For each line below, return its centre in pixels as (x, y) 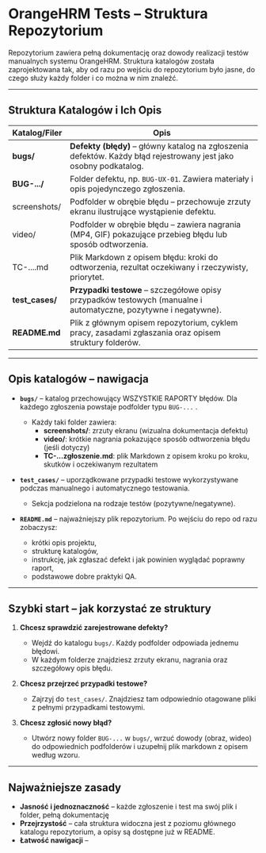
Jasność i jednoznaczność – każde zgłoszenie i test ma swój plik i (128, 807)
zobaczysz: (38, 527)
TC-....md (30, 267)
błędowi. (46, 651)
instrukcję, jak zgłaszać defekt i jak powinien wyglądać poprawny (138, 559)
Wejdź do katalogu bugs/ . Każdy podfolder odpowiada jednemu (135, 643)
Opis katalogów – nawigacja (78, 379)
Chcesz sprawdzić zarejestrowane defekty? (94, 628)
